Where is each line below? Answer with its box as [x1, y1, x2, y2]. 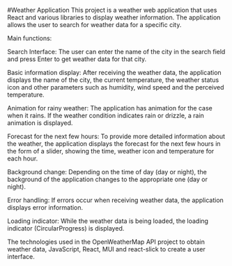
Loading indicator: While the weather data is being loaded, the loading [7, 217, 209, 225]
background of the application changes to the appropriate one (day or [7, 175, 208, 183]
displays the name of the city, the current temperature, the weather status [7, 76, 219, 84]
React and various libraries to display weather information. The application [7, 13, 221, 22]
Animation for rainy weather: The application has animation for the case [7, 104, 212, 112]
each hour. [7, 154, 38, 163]
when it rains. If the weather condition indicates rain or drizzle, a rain [7, 111, 204, 119]
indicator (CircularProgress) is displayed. [7, 224, 125, 232]
